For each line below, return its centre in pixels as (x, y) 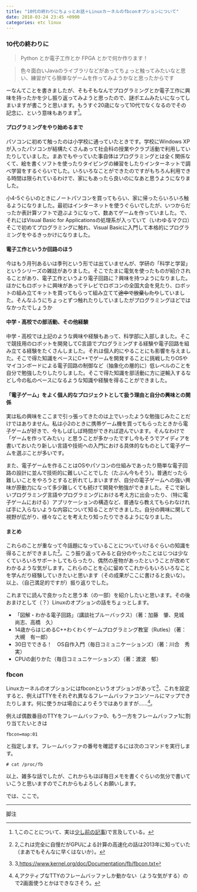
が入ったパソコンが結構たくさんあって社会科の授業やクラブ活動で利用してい (98, 149)
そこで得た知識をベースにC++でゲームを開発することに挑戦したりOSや (102, 358)
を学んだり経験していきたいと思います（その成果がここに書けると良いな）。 (97, 575)
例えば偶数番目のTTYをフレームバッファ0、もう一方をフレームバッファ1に (96, 716)
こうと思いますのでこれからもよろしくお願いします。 (75, 783)
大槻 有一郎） (33, 637)
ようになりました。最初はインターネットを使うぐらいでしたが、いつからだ (101, 205)
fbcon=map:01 (22, 734)
